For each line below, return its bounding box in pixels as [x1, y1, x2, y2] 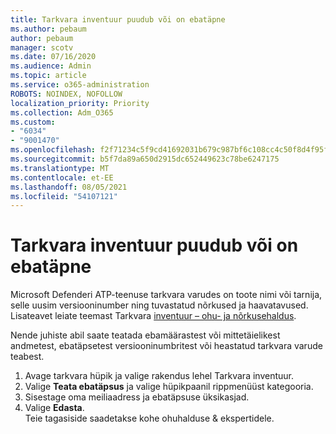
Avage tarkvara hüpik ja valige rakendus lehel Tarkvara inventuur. [24, 370, 294, 382]
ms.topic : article [10, 71, 87, 81]
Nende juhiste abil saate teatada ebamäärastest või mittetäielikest [10, 329, 281, 341]
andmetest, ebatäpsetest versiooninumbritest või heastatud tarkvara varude [10, 340, 323, 352]
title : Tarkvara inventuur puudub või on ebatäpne [10, 14, 226, 25]
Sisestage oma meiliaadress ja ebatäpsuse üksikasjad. [24, 391, 250, 403]
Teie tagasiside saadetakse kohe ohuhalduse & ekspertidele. [24, 412, 275, 425]
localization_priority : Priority [10, 98, 150, 108]
